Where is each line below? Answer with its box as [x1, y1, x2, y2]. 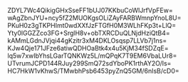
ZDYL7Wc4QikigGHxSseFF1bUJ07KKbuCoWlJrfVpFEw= [7, 6, 173, 14]
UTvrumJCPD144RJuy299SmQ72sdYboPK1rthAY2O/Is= [7, 59, 172, 67]
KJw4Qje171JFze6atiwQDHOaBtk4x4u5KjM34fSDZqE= [7, 44, 169, 52]
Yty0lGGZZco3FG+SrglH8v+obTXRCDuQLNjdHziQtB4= [7, 29, 171, 37]
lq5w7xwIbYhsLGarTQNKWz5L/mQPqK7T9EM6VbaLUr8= [7, 51, 177, 60]
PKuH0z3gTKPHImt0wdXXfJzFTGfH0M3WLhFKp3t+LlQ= [7, 21, 177, 29]
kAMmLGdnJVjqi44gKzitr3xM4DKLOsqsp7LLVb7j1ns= [7, 36, 167, 45]
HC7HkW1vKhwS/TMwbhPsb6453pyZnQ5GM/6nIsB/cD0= [7, 67, 179, 75]
